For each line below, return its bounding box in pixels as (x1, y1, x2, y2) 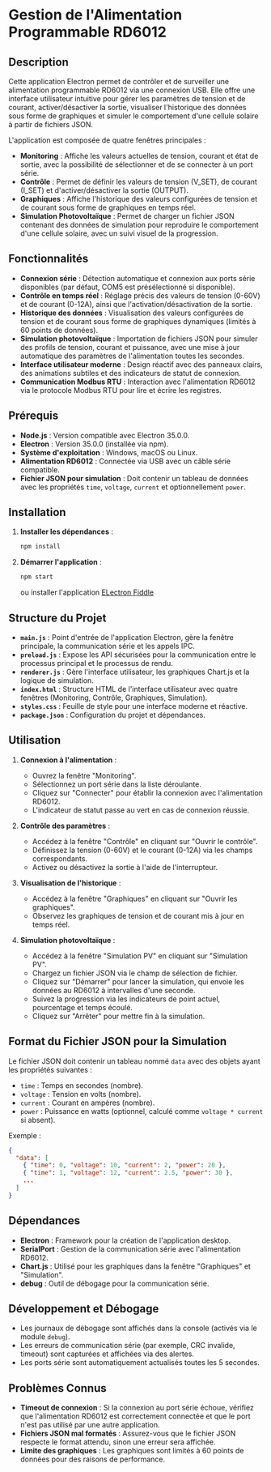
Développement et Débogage (8, 1302, 159, 1316)
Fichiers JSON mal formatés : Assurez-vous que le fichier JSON (19, 1428, 236, 1439)
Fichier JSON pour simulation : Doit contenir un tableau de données (19, 473, 249, 483)
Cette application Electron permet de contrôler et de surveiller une (8, 77, 229, 86)
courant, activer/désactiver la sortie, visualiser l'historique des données (8, 103, 247, 112)
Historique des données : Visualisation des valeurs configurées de (19, 308, 244, 318)
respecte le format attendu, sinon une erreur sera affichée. (19, 1437, 216, 1447)
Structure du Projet (8, 611, 107, 625)
